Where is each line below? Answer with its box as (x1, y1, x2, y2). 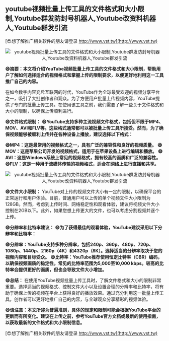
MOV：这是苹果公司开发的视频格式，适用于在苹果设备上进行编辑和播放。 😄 (5, 148, 163, 154)
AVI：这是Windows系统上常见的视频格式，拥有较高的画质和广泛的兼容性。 (5, 154, 161, 160)
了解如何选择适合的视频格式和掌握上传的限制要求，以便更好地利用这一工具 (9, 72, 164, 78)
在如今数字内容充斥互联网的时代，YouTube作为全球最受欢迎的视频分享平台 (5, 89, 160, 95)
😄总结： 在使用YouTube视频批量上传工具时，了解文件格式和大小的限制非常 (5, 277, 161, 283)
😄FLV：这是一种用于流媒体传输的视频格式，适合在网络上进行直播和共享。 (5, 161, 159, 167)
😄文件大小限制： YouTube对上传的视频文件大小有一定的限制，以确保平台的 (5, 188, 161, 194)
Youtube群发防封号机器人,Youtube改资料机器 (14, 14, 156, 23)
